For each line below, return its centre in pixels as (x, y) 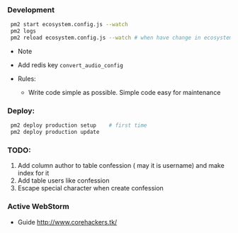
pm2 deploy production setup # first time (79, 125)
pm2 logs (23, 31)
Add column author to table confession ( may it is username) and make (121, 166)
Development (31, 10)
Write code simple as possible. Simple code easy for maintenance (124, 92)
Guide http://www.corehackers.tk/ (67, 222)
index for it (33, 173)
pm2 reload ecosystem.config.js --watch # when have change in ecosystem (121, 38)
